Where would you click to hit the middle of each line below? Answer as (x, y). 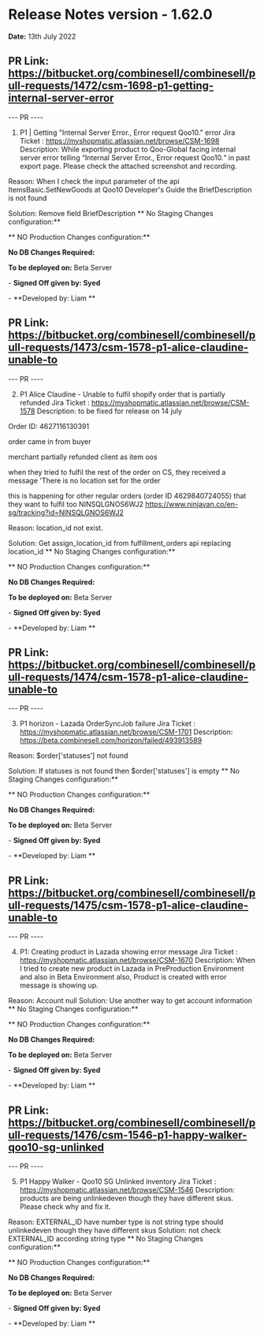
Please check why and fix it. (65, 1207)
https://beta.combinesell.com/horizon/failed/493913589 (111, 741)
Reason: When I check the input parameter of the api (94, 181)
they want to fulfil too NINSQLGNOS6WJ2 (76, 504)
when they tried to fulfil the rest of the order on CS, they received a (117, 472)
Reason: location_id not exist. (56, 528)
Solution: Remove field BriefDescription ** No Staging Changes (111, 213)
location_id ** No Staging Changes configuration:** (92, 551)
